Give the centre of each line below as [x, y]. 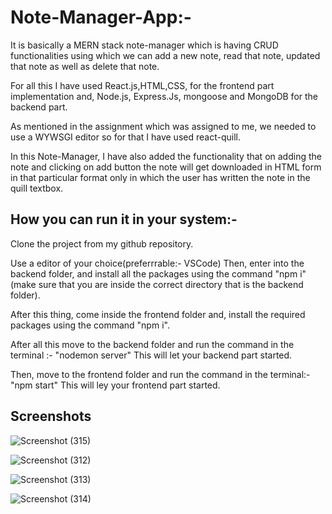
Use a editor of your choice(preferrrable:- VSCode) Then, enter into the [157, 263]
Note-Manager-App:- [101, 17]
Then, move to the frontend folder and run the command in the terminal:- [160, 374]
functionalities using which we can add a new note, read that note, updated [165, 55]
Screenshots [51, 416]
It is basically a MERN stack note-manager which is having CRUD [144, 45]
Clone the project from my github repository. [102, 243]
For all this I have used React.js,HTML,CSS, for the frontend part [142, 85]
